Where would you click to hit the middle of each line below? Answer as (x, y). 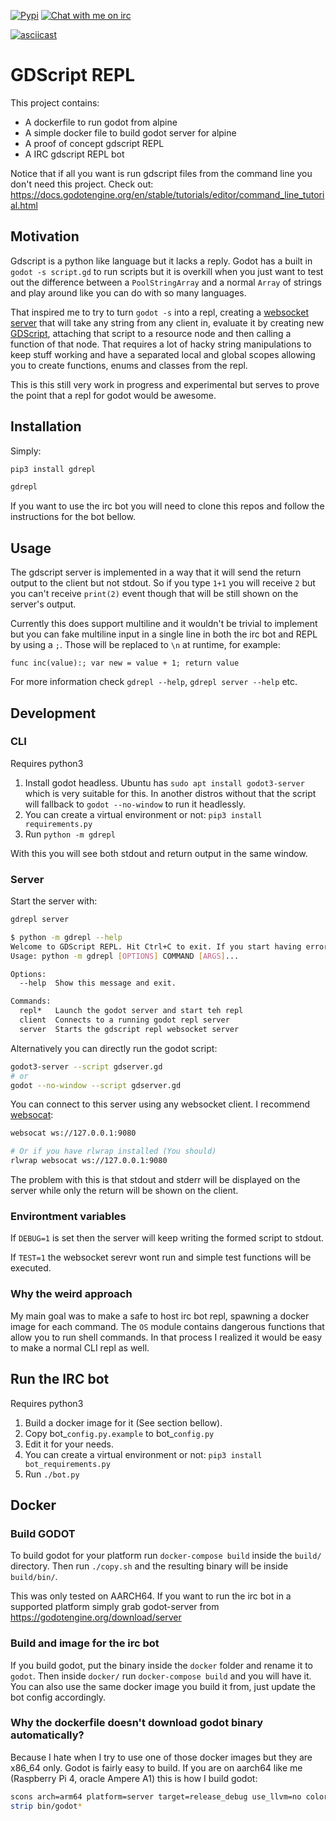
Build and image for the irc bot (85, 1643)
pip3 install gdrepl (53, 469)
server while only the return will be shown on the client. (124, 1191)
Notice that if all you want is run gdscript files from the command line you (161, 173)
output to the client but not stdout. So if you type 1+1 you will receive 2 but (163, 583)
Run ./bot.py (52, 1474)
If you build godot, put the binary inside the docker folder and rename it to (161, 1665)
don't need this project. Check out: (82, 184)
